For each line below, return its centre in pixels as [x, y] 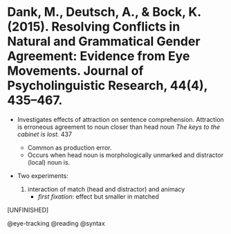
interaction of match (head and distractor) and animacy [106, 189]
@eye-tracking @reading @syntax [56, 223]
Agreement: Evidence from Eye [99, 56]
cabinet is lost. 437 [45, 134]
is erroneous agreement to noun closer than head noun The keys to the [118, 127]
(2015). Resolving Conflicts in [94, 27]
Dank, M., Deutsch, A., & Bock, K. [104, 12]
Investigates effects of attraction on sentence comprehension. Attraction [121, 119]
